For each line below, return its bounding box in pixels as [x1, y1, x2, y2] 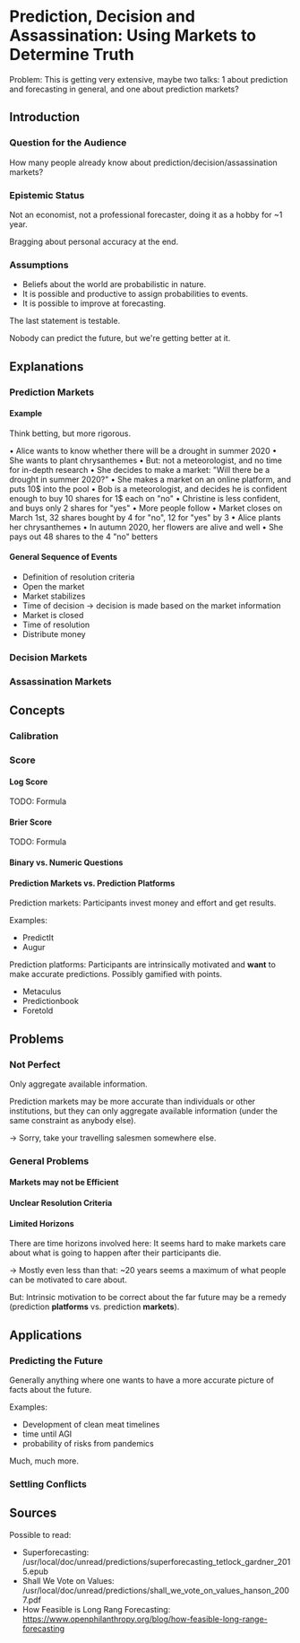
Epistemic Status [9, 188, 85, 201]
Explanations [9, 359, 84, 374]
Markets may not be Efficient [9, 1177, 119, 1188]
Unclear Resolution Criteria [9, 1198, 113, 1209]
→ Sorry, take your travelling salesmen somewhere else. [9, 1132, 217, 1143]
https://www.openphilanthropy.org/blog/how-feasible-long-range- [21, 1613, 269, 1624]
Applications [9, 1327, 82, 1342]
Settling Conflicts [9, 1478, 87, 1490]
